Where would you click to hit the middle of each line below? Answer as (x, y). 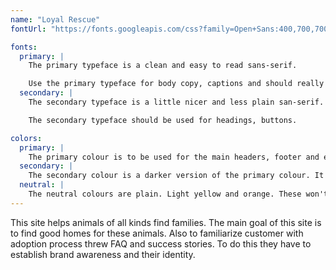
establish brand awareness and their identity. (103, 254)
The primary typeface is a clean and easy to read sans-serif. (163, 66)
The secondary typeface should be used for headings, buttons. (163, 120)
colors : (26, 138)
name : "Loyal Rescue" (55, 19)
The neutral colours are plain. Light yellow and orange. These (165, 194)
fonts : (24, 47)
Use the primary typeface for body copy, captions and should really (176, 84)
